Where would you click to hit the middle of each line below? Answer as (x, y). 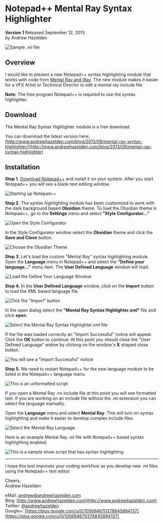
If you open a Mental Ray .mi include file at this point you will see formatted (81, 393)
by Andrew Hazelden (26, 38)
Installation (22, 167)
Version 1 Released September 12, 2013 (45, 32)
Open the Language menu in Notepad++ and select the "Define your (75, 262)
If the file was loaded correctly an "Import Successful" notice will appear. (79, 334)
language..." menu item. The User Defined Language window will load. (77, 267)
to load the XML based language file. (42, 291)
